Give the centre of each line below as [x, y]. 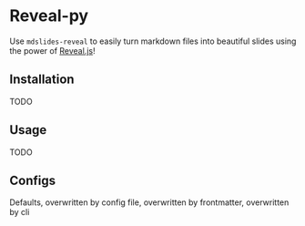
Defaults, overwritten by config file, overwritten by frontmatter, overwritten [149, 202]
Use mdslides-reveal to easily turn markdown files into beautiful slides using [153, 41]
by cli [20, 212]
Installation [42, 80]
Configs [33, 180]
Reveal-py [49, 16]
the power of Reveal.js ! [52, 50]
